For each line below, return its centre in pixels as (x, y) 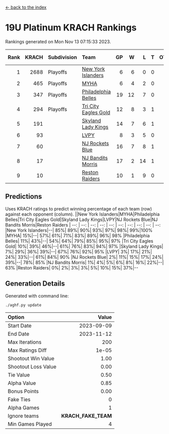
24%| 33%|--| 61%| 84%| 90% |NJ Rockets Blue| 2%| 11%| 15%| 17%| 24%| (84, 257)
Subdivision (62, 57)
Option (16, 317)
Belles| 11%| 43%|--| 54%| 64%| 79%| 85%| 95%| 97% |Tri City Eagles (79, 241)
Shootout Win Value (31, 358)
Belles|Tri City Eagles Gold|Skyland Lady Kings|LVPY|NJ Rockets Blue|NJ (81, 220)
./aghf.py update (23, 305)
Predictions (24, 197)
